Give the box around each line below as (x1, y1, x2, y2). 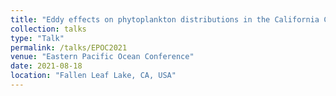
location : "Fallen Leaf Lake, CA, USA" (10, 71, 177, 81)
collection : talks (10, 24, 87, 34)
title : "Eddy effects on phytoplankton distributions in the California (10, 14, 320, 25)
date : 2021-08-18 (10, 61, 83, 71)
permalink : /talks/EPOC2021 (10, 42, 128, 53)
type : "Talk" (10, 33, 65, 43)
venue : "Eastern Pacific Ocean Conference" (10, 52, 195, 62)
